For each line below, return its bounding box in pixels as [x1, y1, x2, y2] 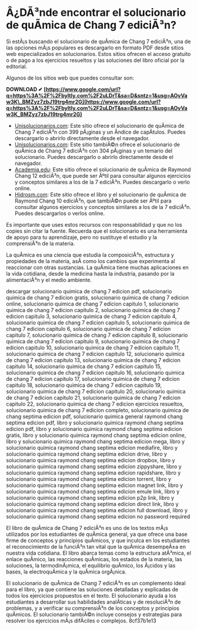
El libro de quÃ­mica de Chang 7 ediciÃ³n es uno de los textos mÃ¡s [6, 524, 169, 531]
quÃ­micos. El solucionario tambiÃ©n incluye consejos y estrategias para [6, 611, 182, 618]
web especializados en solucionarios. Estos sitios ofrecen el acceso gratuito [6, 50, 191, 57]
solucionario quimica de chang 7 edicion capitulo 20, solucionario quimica [6, 387, 186, 394]
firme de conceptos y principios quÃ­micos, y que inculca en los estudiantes [6, 536, 190, 544]
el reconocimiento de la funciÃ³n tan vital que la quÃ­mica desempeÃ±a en [6, 543, 186, 550]
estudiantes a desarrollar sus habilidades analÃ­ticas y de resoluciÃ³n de [6, 598, 181, 605]
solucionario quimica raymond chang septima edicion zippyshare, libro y [6, 463, 182, 470]
